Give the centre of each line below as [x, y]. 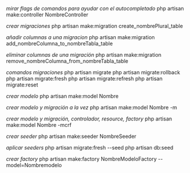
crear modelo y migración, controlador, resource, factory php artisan [89, 119]
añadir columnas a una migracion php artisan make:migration [80, 37]
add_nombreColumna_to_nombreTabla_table [59, 44]
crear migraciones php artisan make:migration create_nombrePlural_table [94, 26]
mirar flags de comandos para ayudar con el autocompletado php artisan [95, 8]
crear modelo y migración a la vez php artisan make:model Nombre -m [91, 107]
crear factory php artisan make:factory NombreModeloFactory [81, 159]
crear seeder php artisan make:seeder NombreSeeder [71, 136]
